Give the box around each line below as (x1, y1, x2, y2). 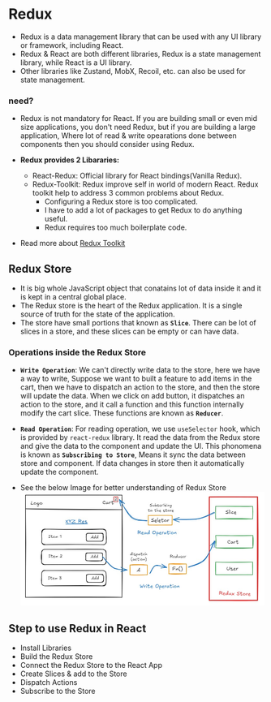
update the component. (19, 467, 99, 477)
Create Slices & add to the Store (19, 669, 127, 678)
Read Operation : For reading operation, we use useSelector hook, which (19, 424, 261, 434)
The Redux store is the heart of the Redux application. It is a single (19, 301, 243, 311)
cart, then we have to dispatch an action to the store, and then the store (19, 382, 260, 392)
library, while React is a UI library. (19, 58, 132, 67)
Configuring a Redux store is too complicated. (44, 196, 198, 207)
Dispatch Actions (19, 678, 78, 687)
